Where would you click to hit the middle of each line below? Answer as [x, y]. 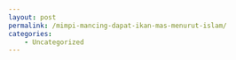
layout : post [32, 17]
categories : [30, 34]
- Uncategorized [55, 42]
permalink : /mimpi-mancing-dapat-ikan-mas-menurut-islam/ [118, 26]
